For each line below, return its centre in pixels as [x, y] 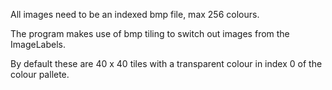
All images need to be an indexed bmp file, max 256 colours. [135, 14]
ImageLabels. [38, 44]
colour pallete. [40, 74]
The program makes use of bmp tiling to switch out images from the [150, 33]
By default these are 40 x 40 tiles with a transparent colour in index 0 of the [166, 63]
